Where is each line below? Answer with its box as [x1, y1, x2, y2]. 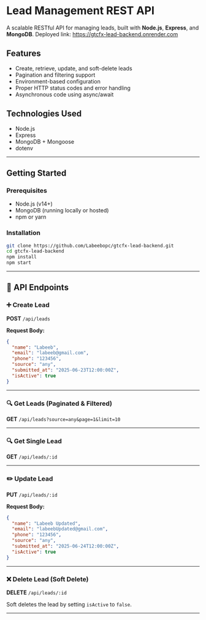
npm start [6, 260, 32, 266]
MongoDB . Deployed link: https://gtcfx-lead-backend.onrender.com [6, 30, 178, 37]
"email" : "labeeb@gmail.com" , [12, 350, 89, 356]
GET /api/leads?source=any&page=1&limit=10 [6, 416, 121, 423]
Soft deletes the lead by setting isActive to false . [6, 600, 132, 608]
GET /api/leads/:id [6, 453, 58, 460]
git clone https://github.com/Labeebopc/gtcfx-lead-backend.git [6, 242, 174, 249]
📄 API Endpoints [6, 282, 69, 293]
